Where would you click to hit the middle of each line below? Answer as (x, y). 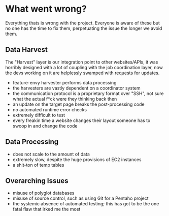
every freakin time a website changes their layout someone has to (81, 120)
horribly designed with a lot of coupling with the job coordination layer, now (84, 67)
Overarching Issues (37, 181)
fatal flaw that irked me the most (46, 209)
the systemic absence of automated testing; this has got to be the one (86, 204)
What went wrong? (46, 9)
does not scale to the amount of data (51, 154)
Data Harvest (27, 50)
